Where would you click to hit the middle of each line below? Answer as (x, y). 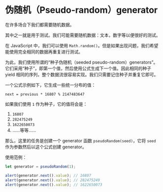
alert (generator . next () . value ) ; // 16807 (48, 175)
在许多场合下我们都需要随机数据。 (40, 25)
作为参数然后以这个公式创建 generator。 (46, 147)
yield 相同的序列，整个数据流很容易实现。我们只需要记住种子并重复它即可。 (82, 74)
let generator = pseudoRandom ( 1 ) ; (41, 166)
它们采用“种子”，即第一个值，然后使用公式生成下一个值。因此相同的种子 (78, 68)
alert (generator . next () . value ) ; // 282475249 (52, 180)
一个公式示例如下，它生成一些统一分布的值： (50, 85)
